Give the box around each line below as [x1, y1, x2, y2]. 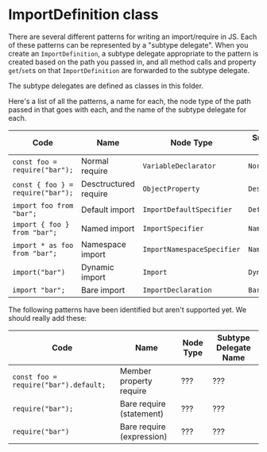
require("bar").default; [12, 380, 106, 389]
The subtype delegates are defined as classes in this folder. [8, 81, 204, 91]
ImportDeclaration [142, 285, 212, 295]
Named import [80, 222, 135, 234]
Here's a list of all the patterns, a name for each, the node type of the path [8, 96, 252, 106]
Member [119, 365, 152, 377]
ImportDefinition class [8, 6, 159, 24]
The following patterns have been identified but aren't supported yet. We [8, 304, 247, 315]
